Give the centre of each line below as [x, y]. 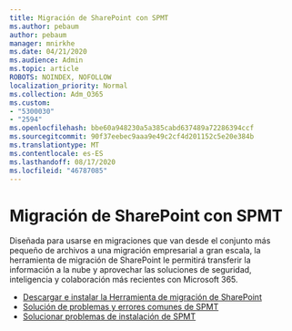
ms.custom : [30, 103]
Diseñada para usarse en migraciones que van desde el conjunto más [140, 241]
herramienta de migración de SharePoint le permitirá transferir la [131, 260]
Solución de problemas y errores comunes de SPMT [121, 307]
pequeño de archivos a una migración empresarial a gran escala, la [135, 251]
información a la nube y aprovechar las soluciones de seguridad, [131, 270]
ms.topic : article [44, 69]
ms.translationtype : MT [55, 145]
